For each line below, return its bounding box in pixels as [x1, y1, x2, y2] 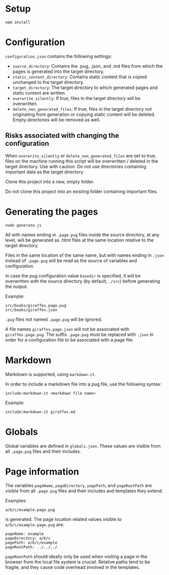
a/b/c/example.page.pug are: [5, 521, 65, 528]
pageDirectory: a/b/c [5, 536, 51, 541]
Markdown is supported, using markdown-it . [5, 371, 96, 377]
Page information [5, 466, 79, 477]
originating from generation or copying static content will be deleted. [12, 111, 155, 117]
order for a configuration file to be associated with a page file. [5, 337, 134, 343]
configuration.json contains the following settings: [5, 53, 112, 59]
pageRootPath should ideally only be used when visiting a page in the [5, 554, 148, 560]
